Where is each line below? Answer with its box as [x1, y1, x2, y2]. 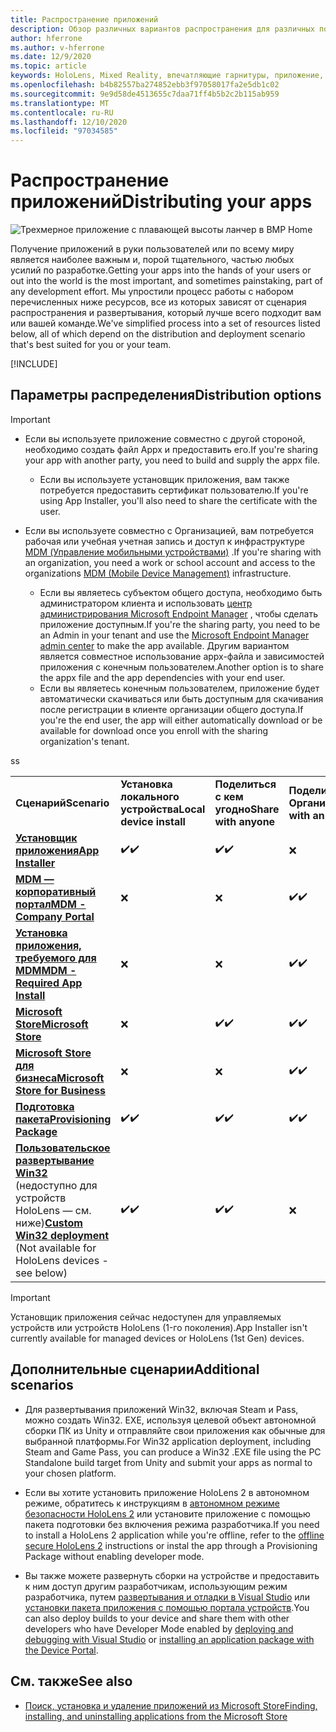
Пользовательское [15, 1141, 111, 1155]
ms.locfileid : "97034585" [10, 126, 118, 136]
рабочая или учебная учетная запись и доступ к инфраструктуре [24, 535, 305, 547]
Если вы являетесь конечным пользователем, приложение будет [39, 682, 320, 694]
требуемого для [15, 951, 97, 965]
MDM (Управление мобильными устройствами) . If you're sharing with [24, 546, 322, 558]
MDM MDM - [15, 963, 77, 977]
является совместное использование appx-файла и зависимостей [39, 650, 325, 662]
